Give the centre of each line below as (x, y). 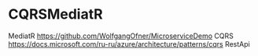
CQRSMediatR (56, 14)
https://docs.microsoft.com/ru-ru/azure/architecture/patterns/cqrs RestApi (129, 44)
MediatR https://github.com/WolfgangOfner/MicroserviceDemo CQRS (121, 36)
